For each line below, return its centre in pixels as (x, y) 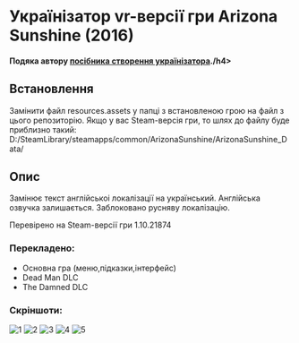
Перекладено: (42, 248)
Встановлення (51, 89)
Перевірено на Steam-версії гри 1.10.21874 (90, 225)
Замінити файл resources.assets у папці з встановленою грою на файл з (147, 110)
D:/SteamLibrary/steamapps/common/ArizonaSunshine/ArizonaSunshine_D (149, 139)
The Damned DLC (55, 287)
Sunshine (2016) (72, 35)
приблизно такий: (43, 129)
